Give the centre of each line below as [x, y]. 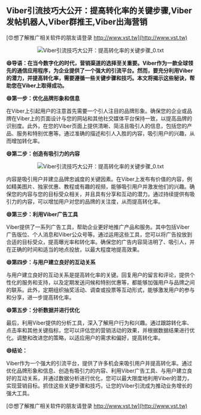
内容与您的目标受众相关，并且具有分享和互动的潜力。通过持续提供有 [106, 194]
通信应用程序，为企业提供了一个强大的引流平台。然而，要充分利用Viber [105, 70]
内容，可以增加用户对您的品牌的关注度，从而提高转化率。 [92, 201]
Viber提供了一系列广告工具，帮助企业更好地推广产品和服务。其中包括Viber [98, 227]
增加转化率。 [27, 141]
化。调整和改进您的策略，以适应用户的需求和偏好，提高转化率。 [85, 338]
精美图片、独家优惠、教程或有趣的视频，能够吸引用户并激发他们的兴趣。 [100, 186]
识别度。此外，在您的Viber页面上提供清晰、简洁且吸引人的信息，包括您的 [97, 126]
